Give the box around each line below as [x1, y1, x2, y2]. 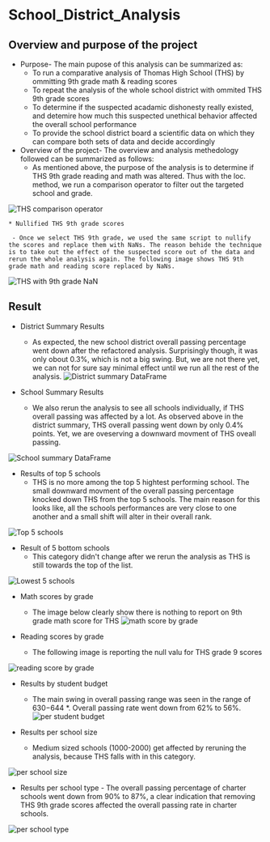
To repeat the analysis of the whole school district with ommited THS [32, 85, 263, 95]
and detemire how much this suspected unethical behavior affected [32, 111, 257, 121]
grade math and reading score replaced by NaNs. [8, 262, 175, 270]
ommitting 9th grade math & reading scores [32, 77, 178, 86]
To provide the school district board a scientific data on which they [32, 128, 255, 138]
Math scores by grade [19, 591, 94, 601]
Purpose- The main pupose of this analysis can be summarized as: [19, 59, 243, 69]
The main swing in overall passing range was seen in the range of [32, 694, 251, 704]
